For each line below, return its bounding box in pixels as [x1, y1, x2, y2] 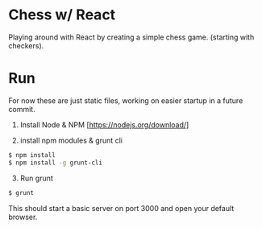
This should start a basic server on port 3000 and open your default [8, 203, 235, 213]
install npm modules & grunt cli [19, 135, 123, 145]
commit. [8, 104, 35, 114]
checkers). [8, 40, 44, 50]
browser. [8, 212, 38, 222]
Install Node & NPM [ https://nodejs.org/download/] [19, 119, 189, 130]
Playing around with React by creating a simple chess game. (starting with [8, 32, 255, 42]
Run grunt [19, 173, 54, 183]
